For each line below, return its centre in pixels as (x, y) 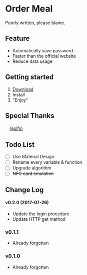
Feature (17, 38)
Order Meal (29, 9)
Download (23, 89)
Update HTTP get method (39, 219)
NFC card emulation (33, 173)
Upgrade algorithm (32, 168)
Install (18, 95)
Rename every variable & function (47, 162)
